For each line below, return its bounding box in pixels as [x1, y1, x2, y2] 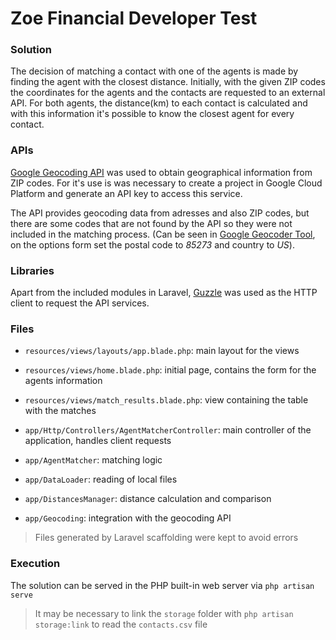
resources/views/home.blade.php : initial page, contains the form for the [24, 364, 317, 376]
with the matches [24, 405, 97, 417]
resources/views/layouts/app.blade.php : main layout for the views [24, 345, 300, 357]
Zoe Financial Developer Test [10, 7, 258, 30]
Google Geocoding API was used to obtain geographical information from [10, 166, 313, 178]
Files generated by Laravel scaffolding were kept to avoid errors [34, 532, 299, 544]
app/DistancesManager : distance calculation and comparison [24, 493, 272, 505]
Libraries [10, 263, 55, 277]
